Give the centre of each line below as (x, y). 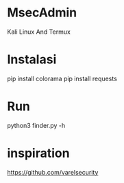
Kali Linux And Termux (39, 32)
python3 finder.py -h (36, 125)
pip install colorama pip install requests (62, 78)
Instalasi (32, 60)
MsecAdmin (42, 13)
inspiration (38, 153)
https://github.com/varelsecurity (53, 172)
